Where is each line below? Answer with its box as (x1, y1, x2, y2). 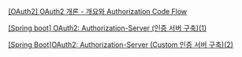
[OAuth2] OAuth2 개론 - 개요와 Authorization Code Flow (8, 7, 188, 16)
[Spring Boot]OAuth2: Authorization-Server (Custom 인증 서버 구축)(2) (8, 40, 234, 49)
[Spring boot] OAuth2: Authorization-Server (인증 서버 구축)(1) (8, 23, 207, 33)
